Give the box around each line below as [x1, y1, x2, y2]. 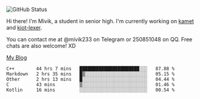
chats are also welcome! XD [6, 43, 76, 49]
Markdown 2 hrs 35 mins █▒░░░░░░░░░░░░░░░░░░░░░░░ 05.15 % [6, 71, 175, 77]
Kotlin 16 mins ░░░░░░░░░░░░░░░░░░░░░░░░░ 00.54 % [6, 87, 175, 93]
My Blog [6, 54, 27, 61]
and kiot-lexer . [6, 24, 42, 31]
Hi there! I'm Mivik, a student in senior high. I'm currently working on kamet [6, 18, 194, 24]
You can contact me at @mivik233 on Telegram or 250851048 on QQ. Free [6, 36, 193, 43]
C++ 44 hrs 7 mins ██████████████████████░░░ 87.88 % [6, 66, 175, 72]
